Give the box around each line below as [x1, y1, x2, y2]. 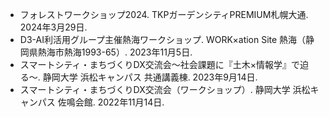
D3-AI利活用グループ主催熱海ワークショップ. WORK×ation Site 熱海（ [19, 34, 307, 45]
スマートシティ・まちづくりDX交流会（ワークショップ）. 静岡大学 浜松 [19, 84, 311, 95]
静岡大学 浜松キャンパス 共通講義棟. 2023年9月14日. [42, 71, 258, 83]
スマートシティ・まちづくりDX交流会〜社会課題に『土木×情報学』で [19, 59, 300, 70]
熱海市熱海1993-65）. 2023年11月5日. [37, 46, 193, 58]
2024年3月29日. [19, 21, 88, 33]
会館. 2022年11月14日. [74, 96, 165, 108]
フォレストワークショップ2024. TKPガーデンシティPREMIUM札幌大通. [19, 9, 309, 20]
